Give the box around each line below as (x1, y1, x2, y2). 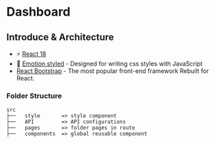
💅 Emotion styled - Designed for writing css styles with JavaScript (16, 59, 203, 68)
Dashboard (6, 4, 71, 20)
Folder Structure (6, 91, 62, 100)
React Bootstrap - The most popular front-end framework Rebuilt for (16, 67, 209, 75)
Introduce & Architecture (6, 31, 114, 43)
